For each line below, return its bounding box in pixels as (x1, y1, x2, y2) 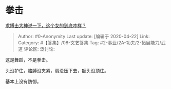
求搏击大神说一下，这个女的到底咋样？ (5, 22, 86, 28)
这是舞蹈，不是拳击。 (5, 56, 50, 63)
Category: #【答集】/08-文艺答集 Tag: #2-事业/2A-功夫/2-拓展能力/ (17, 39, 162, 46)
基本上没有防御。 (5, 78, 42, 84)
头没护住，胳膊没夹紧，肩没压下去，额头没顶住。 (5, 67, 109, 74)
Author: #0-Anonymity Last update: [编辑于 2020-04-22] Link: (17, 33, 150, 39)
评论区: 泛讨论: (24, 46, 55, 52)
